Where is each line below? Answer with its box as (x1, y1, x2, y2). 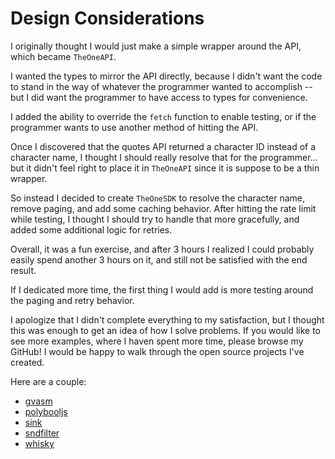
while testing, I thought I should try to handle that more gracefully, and (10, 213, 300, 225)
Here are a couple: (10, 375, 87, 387)
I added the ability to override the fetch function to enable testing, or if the (10, 110, 317, 122)
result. (10, 264, 37, 276)
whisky (24, 437, 55, 449)
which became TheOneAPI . (10, 50, 117, 62)
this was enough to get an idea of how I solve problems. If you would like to (10, 324, 321, 336)
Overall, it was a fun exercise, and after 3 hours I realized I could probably (10, 243, 315, 255)
